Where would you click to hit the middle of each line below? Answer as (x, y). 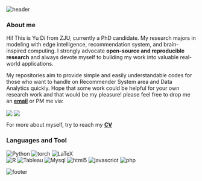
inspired (16, 51)
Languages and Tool (37, 141)
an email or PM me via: (35, 101)
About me (21, 25)
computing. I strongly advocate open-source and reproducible (106, 51)
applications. (37, 64)
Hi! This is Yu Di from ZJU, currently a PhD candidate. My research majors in (101, 38)
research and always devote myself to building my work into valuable (93, 57)
